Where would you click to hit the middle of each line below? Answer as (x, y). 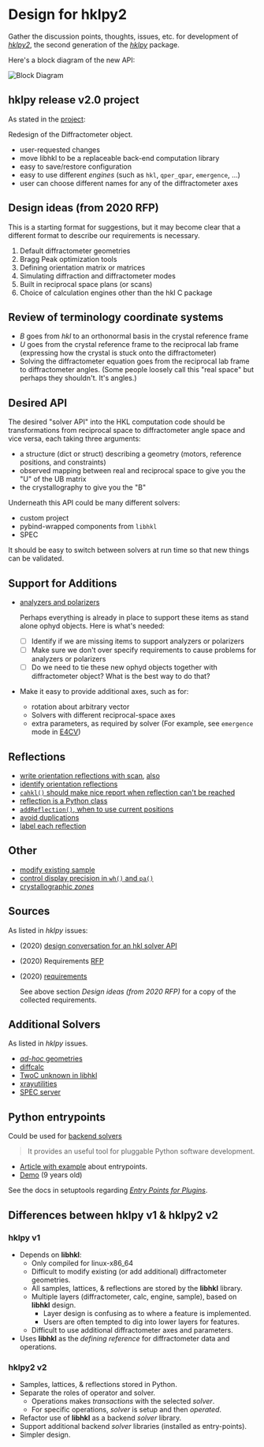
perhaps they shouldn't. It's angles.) (78, 378)
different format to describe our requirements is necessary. (104, 235)
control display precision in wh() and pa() (86, 878)
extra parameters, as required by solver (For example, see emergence (142, 724)
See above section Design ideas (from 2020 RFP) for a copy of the (128, 991)
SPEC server (40, 1092)
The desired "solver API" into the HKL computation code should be (117, 422)
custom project (44, 518)
